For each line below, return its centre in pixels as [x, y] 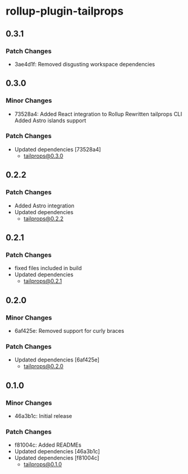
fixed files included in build [48, 268]
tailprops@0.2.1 [42, 281]
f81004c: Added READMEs [48, 445]
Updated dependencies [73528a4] [58, 149]
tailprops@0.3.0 [43, 156]
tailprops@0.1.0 [42, 464]
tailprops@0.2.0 [43, 366]
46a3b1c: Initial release [43, 416]
